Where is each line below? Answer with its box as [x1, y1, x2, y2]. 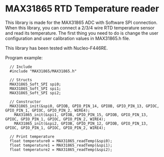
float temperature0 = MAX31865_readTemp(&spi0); [9, 138, 113, 144]
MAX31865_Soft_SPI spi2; [9, 90, 61, 95]
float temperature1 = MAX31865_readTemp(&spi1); [9, 143, 113, 148]
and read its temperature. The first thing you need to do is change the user [5, 30, 159, 36]
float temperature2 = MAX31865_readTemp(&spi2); [9, 147, 113, 152]
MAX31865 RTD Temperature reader [5, 3, 160, 14]
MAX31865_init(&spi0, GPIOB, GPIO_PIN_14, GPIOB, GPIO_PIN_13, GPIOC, [9, 103, 160, 109]
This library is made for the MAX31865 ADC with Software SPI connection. [5, 19, 158, 25]
